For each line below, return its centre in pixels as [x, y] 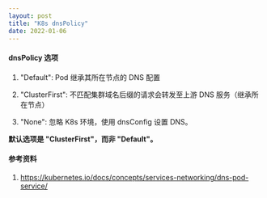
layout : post [30, 16]
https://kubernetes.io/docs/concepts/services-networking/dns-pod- [134, 177]
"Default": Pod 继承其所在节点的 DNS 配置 [90, 77]
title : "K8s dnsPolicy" [49, 23]
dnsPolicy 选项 [34, 57]
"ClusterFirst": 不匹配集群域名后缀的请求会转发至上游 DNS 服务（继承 [136, 95]
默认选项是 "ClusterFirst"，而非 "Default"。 [83, 139]
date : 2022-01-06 [38, 31]
